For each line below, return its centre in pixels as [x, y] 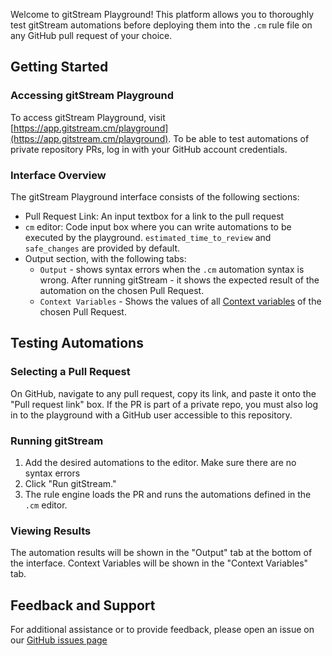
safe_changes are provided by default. [102, 248]
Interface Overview [58, 175]
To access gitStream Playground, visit [88, 117]
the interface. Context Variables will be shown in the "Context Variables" [159, 563]
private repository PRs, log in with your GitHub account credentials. [149, 149]
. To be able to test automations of [239, 138]
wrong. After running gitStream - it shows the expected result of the [179, 280]
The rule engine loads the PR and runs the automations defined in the [168, 494]
